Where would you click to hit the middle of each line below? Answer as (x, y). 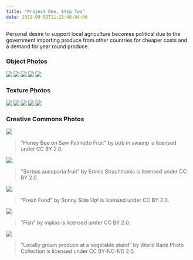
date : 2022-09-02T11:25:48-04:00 (47, 17)
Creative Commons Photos (45, 119)
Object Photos (27, 61)
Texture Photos (28, 90)
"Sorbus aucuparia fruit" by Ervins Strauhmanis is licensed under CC (104, 172)
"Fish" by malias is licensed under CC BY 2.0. (75, 223)
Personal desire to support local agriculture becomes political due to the (93, 34)
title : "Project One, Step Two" (45, 11)
